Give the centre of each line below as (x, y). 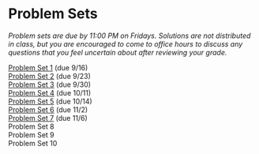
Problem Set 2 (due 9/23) (49, 76)
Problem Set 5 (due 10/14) (50, 101)
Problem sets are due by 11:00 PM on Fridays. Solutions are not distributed (129, 36)
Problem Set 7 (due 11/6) (48, 118)
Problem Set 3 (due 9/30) (50, 85)
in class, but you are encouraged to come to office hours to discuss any (126, 43)
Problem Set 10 (33, 143)
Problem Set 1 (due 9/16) (48, 67)
